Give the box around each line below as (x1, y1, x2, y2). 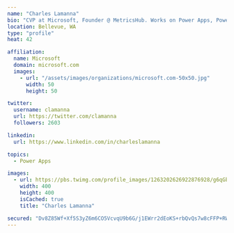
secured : (7, 215, 33, 222)
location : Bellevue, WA (7, 23, 77, 30)
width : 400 (19, 183, 52, 190)
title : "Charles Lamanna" (19, 202, 95, 209)
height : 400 (19, 189, 54, 196)
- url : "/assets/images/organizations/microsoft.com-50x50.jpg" (19, 74, 210, 81)
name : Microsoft (13, 55, 61, 63)
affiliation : (7, 49, 45, 56)
